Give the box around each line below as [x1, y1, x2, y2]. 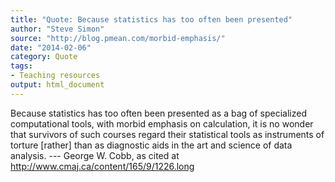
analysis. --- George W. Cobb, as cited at [10, 149, 180, 161]
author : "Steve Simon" [10, 24, 105, 34]
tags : [10, 61, 33, 71]
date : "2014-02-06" [10, 42, 92, 53]
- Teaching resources [10, 71, 101, 81]
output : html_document [10, 80, 105, 90]
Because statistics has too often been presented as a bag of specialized [10, 107, 308, 119]
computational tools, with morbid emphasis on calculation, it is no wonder [10, 117, 314, 130]
